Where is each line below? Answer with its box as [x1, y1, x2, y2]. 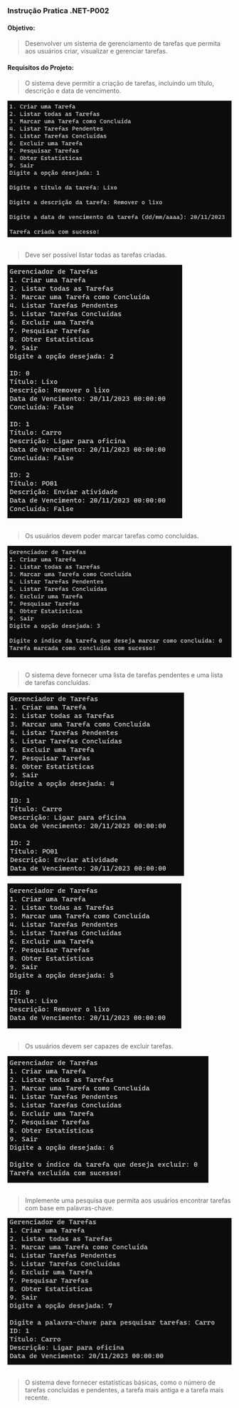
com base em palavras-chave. [24, 1204, 114, 1212]
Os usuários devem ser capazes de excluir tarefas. [24, 1042, 174, 1050]
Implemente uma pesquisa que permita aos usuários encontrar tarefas [24, 1196, 231, 1205]
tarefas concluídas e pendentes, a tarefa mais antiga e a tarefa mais [24, 1385, 224, 1394]
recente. [24, 1393, 50, 1402]
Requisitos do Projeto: [7, 63, 75, 71]
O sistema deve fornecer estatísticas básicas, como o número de [24, 1378, 216, 1387]
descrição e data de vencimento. [24, 86, 122, 95]
